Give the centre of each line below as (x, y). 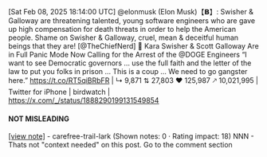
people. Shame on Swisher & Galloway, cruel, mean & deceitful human (124, 37)
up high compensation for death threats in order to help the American (122, 29)
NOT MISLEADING (39, 119)
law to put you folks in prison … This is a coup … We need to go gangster (128, 71)
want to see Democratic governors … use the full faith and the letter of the (130, 63)
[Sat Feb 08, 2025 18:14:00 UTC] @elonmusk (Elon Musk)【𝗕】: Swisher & (131, 12)
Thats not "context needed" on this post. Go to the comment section (120, 145)
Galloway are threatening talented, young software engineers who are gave (132, 21)
